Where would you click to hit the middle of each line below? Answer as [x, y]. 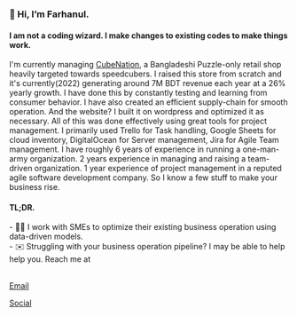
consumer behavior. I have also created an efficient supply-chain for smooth [148, 102]
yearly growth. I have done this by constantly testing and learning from [138, 93]
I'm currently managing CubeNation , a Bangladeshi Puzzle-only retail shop [145, 65]
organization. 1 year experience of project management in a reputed [158, 169]
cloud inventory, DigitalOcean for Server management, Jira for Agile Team [144, 140]
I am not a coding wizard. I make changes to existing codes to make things [148, 36]
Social [21, 303]
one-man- [261, 149]
